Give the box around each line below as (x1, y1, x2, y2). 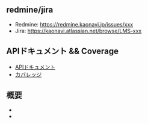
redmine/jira (6, 5, 54, 15)
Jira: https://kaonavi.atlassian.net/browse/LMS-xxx (14, 27, 142, 34)
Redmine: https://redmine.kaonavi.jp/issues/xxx (14, 20, 134, 28)
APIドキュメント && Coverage (6, 46, 119, 57)
